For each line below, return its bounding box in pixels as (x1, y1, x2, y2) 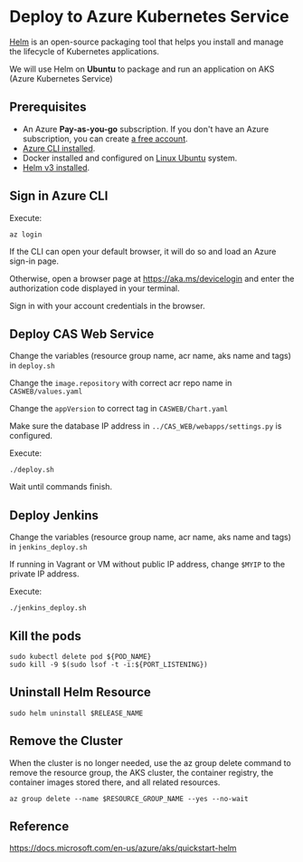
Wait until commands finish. (9, 481, 113, 492)
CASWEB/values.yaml (9, 387, 83, 396)
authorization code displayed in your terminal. (9, 283, 181, 294)
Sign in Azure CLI (9, 189, 109, 204)
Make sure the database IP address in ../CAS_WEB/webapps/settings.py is (9, 421, 282, 431)
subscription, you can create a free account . (22, 133, 188, 144)
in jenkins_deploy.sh (9, 541, 88, 552)
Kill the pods (9, 628, 81, 644)
